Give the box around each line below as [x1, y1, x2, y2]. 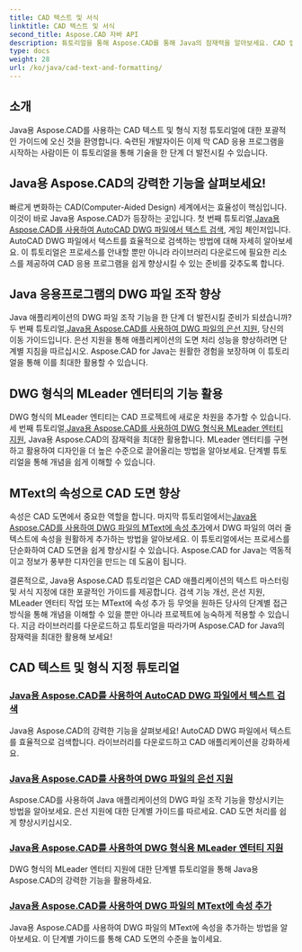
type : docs [9, 47, 50, 56]
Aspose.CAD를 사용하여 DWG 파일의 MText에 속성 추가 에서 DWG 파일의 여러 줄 [9, 522, 292, 533]
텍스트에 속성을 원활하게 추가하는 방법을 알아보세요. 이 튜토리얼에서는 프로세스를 [9, 533, 290, 544]
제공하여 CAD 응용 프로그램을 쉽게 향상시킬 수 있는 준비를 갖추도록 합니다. [25, 257, 285, 268]
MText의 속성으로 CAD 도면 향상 [9, 485, 181, 500]
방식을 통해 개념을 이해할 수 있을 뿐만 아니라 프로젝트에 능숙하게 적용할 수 [9, 608, 266, 619]
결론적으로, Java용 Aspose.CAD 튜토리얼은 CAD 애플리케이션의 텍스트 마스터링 [9, 575, 289, 586]
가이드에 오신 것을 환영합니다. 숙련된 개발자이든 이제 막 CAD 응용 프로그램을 [18, 136, 285, 147]
